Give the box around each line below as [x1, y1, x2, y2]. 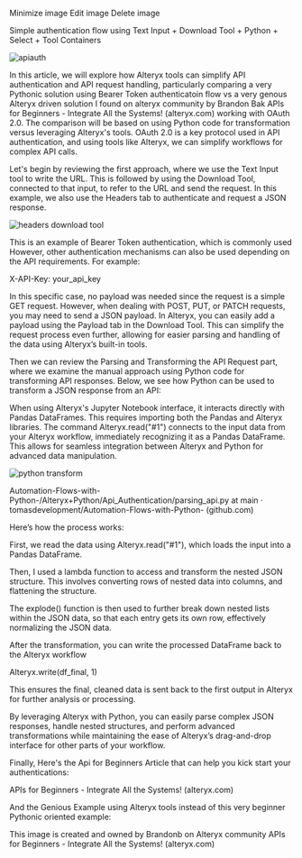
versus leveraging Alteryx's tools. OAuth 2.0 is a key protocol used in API [9, 127, 280, 138]
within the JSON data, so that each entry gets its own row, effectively [9, 613, 266, 623]
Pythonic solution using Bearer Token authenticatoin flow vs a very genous [9, 89, 288, 99]
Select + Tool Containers [9, 35, 102, 45]
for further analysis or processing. [9, 694, 136, 704]
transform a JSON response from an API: [9, 385, 161, 396]
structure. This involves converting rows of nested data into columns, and [9, 576, 283, 587]
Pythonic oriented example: [9, 811, 112, 822]
